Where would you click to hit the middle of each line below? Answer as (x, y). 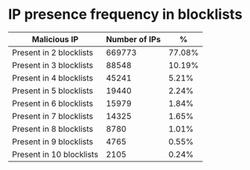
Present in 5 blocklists (53, 90)
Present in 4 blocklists (53, 78)
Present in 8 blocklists (53, 128)
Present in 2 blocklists (53, 52)
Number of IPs (133, 39)
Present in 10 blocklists (55, 154)
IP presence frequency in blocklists (125, 14)
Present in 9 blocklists (53, 141)
